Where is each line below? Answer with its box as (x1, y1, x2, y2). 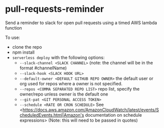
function (5, 25, 22, 31)
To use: (5, 34, 21, 40)
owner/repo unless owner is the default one (19, 91, 108, 97)
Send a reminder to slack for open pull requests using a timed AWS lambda (5, 20, 158, 26)
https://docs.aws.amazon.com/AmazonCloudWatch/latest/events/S (22, 107, 159, 113)
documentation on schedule (85, 112, 142, 118)
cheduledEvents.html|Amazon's (19, 112, 85, 118)
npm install (12, 49, 35, 55)
